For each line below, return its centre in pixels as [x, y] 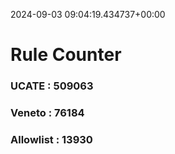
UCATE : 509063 [52, 86]
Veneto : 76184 [47, 113]
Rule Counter [66, 55]
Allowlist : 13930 [51, 139]
